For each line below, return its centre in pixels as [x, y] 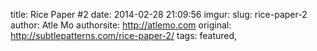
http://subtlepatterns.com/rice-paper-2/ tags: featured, [124, 35]
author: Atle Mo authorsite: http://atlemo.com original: [121, 25]
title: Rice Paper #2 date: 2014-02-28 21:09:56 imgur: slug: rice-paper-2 [159, 14]
